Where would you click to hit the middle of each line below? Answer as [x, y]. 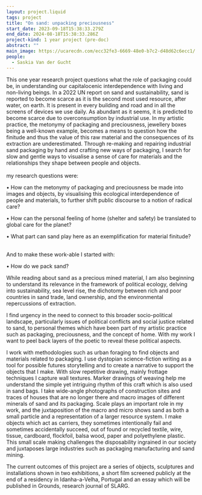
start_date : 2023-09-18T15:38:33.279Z [55, 29]
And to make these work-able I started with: [61, 254]
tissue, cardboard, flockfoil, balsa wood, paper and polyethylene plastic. [96, 435]
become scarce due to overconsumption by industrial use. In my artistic [95, 118]
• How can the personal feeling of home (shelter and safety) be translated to [101, 218]
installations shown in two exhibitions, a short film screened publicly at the [99, 473]
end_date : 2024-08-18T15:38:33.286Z [52, 34]
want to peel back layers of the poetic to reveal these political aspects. [94, 341]
